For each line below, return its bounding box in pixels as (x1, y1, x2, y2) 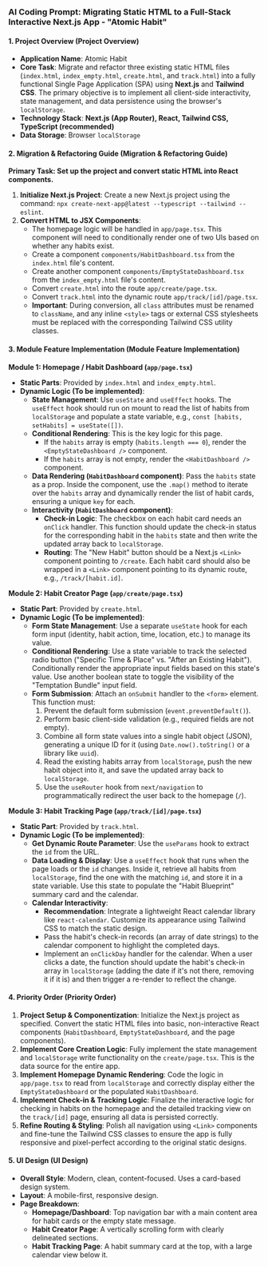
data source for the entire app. (19, 1061, 120, 1070)
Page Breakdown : (19, 1199, 80, 1208)
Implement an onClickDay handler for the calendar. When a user (43, 949, 253, 958)
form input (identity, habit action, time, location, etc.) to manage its (31, 629, 251, 639)
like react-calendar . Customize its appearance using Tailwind (43, 915, 246, 924)
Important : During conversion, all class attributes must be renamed (31, 300, 254, 310)
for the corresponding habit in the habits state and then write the (43, 530, 258, 540)
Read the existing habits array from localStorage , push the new (43, 756, 253, 766)
